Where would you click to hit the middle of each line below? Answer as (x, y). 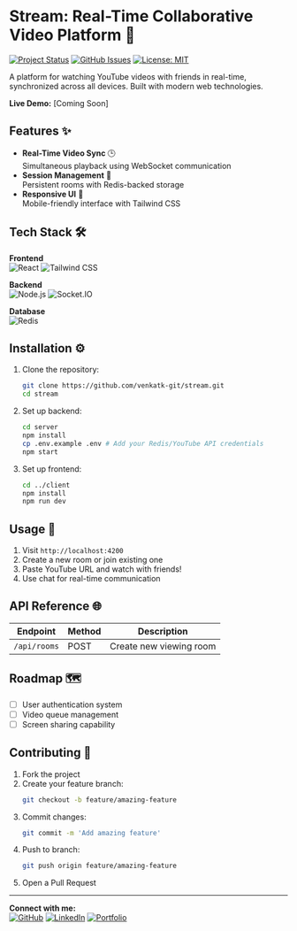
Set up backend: (52, 411)
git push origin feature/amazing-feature (99, 866)
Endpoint (36, 631)
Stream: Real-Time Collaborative (131, 16)
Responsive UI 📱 (53, 194)
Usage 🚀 (32, 529)
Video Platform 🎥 (72, 35)
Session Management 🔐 (67, 175)
